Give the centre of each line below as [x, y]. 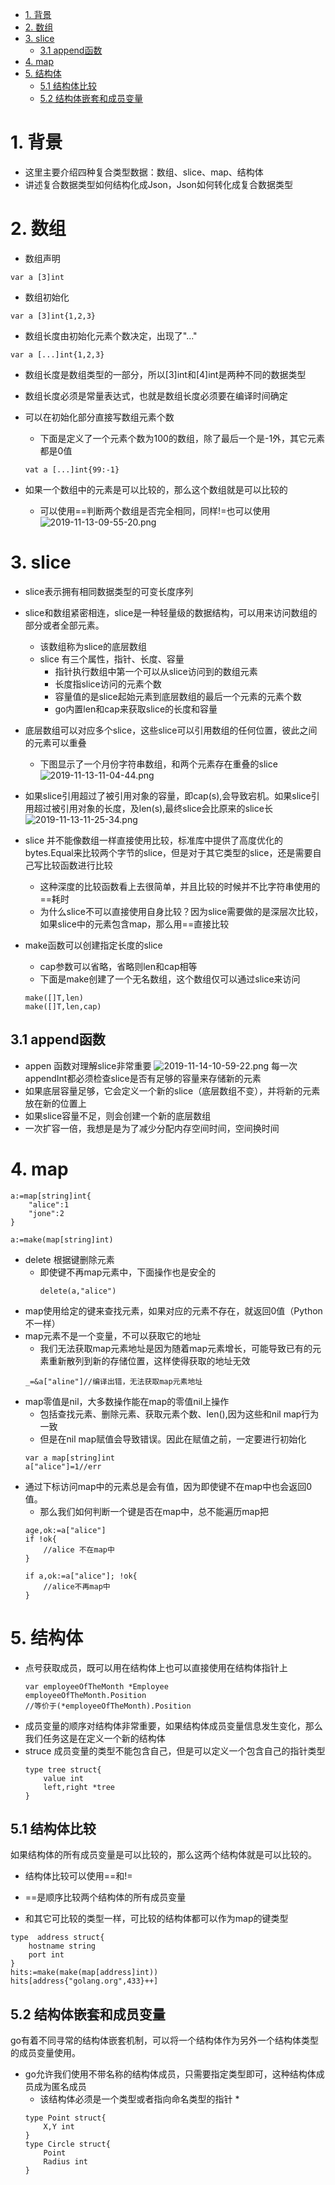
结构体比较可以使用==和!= [78, 1876]
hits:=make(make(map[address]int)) [84, 1973]
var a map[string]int [69, 1458]
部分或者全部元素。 [64, 625]
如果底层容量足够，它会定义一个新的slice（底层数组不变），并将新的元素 [172, 1090]
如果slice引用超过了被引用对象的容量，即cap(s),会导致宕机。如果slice [168, 795]
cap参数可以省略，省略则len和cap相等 [118, 966]
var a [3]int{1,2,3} [53, 316]
